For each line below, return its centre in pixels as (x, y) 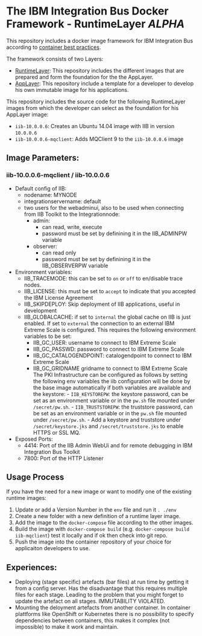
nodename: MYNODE (50, 195)
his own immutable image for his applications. (72, 89)
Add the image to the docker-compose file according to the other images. (104, 523)
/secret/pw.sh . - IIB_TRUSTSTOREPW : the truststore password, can (113, 407)
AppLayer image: (27, 114)
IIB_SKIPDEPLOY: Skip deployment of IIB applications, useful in (102, 304)
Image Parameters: (43, 158)
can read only (59, 253)
